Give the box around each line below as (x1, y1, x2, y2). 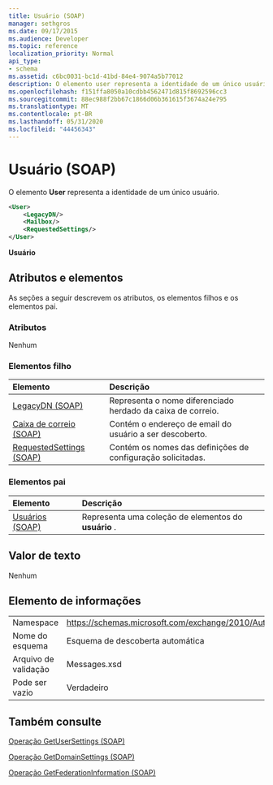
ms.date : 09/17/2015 (8, 27, 79, 35)
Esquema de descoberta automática (66, 635, 205, 647)
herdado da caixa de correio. (109, 406, 219, 417)
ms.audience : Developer (8, 34, 89, 43)
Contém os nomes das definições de (109, 442, 249, 453)
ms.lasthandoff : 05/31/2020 (8, 118, 104, 126)
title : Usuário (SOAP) (8, 11, 85, 20)
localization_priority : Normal (8, 50, 115, 58)
